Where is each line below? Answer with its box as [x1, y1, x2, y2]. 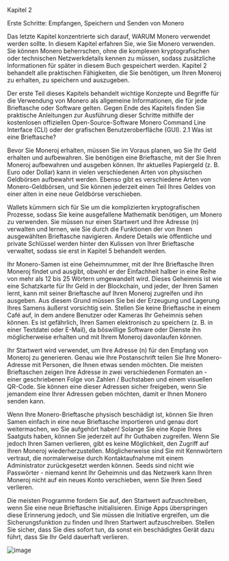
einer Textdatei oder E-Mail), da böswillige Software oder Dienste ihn [7, 325, 202, 334]
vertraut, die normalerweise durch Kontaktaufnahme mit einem [7, 454, 184, 462]
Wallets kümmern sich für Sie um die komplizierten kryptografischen [7, 203, 200, 211]
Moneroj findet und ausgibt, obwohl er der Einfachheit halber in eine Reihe [7, 267, 217, 275]
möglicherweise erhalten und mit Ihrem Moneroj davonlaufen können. [7, 333, 203, 341]
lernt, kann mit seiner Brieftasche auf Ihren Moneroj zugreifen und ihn [7, 289, 204, 297]
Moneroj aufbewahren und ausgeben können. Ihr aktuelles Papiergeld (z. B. [7, 161, 220, 169]
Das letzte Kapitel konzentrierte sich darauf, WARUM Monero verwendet [7, 32, 211, 40]
